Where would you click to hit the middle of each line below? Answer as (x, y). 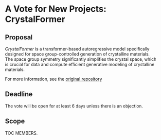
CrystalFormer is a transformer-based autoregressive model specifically (77, 49)
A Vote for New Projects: (56, 9)
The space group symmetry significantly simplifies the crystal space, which (81, 59)
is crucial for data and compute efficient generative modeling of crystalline (80, 64)
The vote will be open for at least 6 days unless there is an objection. (74, 106)
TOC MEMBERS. (21, 133)
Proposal (19, 37)
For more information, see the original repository (54, 79)
